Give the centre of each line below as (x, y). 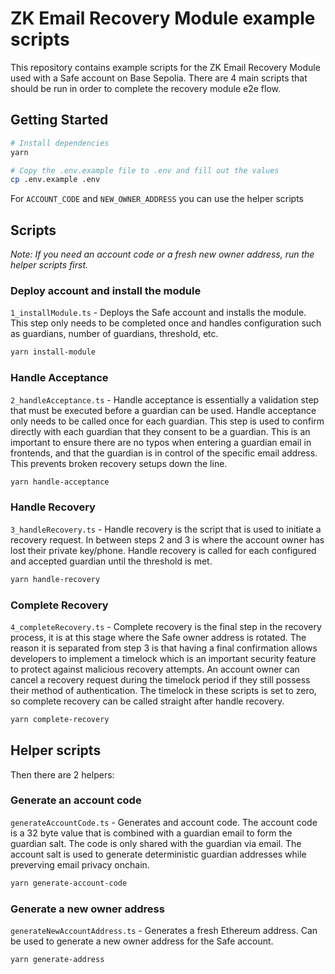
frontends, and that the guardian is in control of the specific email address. (164, 453)
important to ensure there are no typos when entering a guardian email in (161, 442)
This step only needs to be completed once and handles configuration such (166, 323)
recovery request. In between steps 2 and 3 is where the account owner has (167, 539)
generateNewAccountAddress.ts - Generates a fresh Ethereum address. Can (164, 931)
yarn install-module (53, 352)
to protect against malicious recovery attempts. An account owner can (155, 669)
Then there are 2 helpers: (62, 774)
